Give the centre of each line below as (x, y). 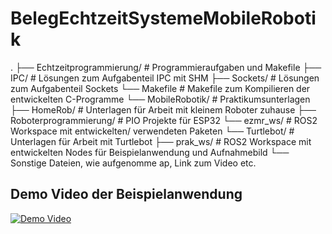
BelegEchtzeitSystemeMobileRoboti (163, 18)
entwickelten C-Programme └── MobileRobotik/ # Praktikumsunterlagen (160, 99)
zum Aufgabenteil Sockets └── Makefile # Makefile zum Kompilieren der (160, 88)
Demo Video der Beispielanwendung (126, 194)
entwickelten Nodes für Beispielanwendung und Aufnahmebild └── (150, 152)
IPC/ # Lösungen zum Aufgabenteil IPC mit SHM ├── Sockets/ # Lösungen (165, 78)
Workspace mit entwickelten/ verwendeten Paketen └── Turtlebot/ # (152, 131)
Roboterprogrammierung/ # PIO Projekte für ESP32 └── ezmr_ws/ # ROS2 (164, 120)
